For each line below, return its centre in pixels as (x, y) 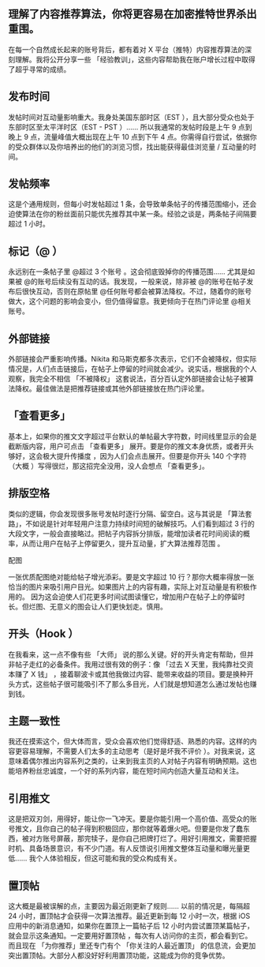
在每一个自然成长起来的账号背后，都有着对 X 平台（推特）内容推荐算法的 (127, 49)
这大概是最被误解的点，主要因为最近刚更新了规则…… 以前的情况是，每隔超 (129, 905)
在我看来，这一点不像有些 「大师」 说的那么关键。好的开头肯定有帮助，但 (127, 654)
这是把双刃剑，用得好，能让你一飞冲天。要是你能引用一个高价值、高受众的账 (132, 819)
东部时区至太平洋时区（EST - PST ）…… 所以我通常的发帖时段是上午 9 (122, 127)
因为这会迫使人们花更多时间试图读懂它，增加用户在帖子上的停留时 (138, 596)
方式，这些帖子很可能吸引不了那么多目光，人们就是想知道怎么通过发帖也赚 (136, 684)
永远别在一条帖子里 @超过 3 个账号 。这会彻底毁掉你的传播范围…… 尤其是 (128, 272)
